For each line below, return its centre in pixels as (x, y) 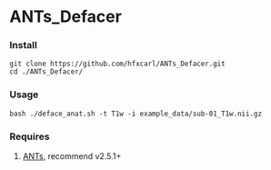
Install (24, 45)
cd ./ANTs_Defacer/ (46, 72)
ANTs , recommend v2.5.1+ (72, 156)
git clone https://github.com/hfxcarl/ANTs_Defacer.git (117, 64)
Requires (30, 136)
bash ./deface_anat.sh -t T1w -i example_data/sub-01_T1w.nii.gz (135, 114)
